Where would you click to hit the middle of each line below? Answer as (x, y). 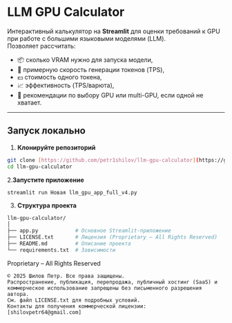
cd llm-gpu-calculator (40, 167)
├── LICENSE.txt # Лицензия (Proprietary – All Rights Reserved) (112, 237)
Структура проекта (47, 205)
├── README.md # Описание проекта (69, 243)
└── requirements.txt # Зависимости (61, 250)
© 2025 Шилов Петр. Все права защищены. (66, 276)
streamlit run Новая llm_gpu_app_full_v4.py (72, 192)
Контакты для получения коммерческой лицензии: (77, 306)
